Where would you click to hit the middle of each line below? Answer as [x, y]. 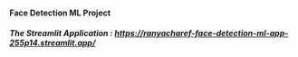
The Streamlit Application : [61, 33]
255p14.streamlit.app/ [53, 43]
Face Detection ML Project [60, 13]
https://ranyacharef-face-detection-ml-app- [202, 33]
